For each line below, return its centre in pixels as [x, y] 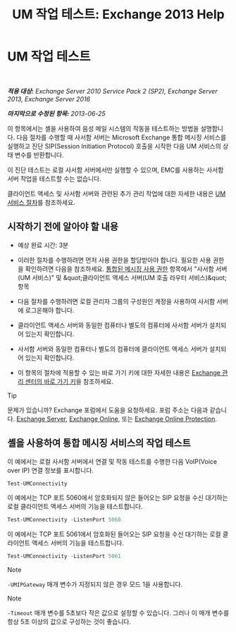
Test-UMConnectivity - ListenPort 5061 [64, 557]
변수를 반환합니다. [39, 155]
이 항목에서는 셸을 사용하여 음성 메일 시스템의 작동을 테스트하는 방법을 [103, 128]
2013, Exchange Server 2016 [49, 99]
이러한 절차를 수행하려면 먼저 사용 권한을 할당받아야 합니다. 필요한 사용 [114, 260]
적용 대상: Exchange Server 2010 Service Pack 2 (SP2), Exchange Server [113, 91]
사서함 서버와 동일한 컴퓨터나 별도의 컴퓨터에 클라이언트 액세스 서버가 [112, 348]
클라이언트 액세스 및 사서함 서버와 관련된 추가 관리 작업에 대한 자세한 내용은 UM [117, 194]
